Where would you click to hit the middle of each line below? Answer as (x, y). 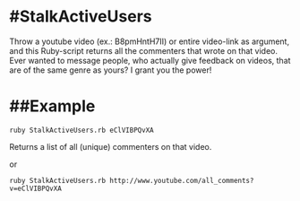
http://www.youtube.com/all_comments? (181, 180)
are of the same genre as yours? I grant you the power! (111, 70)
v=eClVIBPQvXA (36, 188)
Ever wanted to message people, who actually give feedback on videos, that (150, 60)
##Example (52, 106)
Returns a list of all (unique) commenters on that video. (111, 146)
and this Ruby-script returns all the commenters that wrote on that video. (144, 50)
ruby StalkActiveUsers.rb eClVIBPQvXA (81, 130)
